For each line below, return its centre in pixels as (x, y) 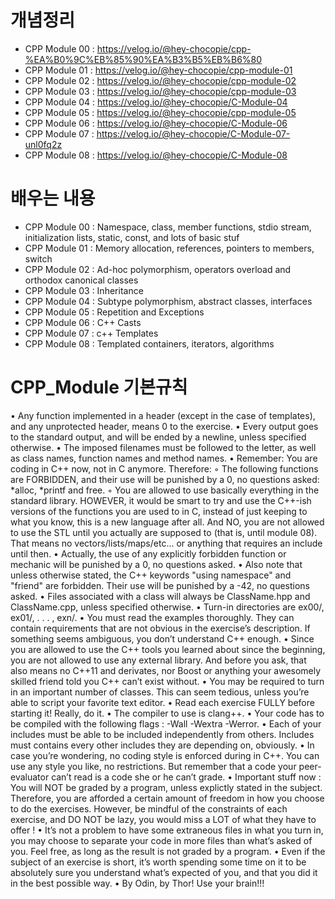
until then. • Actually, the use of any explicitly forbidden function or (148, 553)
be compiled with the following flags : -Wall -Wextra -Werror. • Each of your (166, 723)
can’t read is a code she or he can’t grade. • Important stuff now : (186, 777)
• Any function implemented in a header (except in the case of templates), (163, 415)
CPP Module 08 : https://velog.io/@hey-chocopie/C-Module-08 (156, 155)
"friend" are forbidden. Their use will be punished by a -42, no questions (160, 585)
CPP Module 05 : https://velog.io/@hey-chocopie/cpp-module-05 (160, 112)
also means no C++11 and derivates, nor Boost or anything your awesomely (166, 670)
